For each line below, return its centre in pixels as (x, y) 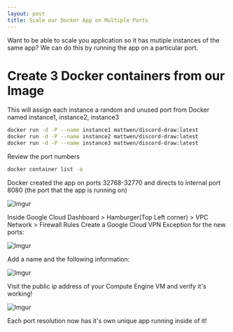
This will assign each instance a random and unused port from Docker (108, 110)
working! (20, 294)
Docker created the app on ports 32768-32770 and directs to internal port (114, 182)
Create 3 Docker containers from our (116, 76)
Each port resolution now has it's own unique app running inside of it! (107, 320)
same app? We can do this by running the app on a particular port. (103, 48)
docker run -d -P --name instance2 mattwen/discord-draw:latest (103, 137)
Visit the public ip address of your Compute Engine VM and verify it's (107, 286)
